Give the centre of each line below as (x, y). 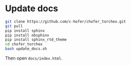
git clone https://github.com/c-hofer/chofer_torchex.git (65, 22)
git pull (14, 26)
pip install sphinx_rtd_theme (36, 40)
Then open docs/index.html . (34, 58)
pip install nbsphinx (27, 35)
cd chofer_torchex (24, 44)
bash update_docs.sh (26, 49)
